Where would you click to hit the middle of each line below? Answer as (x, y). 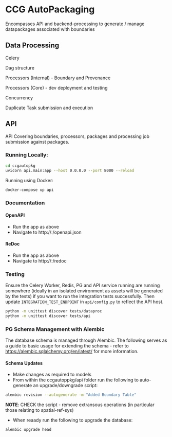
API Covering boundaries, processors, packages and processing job (78, 136)
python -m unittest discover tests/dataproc (54, 311)
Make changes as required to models (52, 375)
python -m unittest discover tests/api (48, 316)
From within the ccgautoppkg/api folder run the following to (75, 380)
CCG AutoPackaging (50, 10)
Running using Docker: (30, 180)
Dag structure (20, 67)
